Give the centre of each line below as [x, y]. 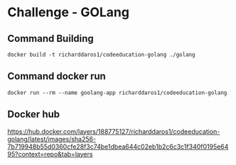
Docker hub [34, 114]
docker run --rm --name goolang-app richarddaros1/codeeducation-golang [117, 93]
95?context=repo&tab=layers [50, 154]
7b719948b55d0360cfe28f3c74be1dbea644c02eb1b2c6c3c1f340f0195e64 [118, 147]
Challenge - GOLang [69, 12]
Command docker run [57, 76]
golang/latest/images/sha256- [52, 139]
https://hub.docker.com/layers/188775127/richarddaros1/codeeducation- [114, 131]
